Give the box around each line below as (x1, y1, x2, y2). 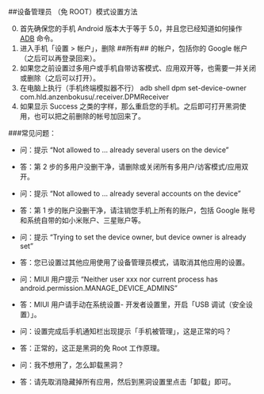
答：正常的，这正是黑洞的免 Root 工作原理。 (19, 343, 164, 353)
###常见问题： (8, 128, 57, 137)
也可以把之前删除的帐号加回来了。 (33, 112, 145, 120)
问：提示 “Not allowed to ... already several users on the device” (19, 145, 229, 155)
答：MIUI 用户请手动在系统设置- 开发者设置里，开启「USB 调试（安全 (19, 300, 247, 309)
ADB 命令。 (19, 34, 58, 43)
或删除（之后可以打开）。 (19, 74, 101, 82)
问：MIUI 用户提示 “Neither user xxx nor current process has (19, 274, 218, 284)
